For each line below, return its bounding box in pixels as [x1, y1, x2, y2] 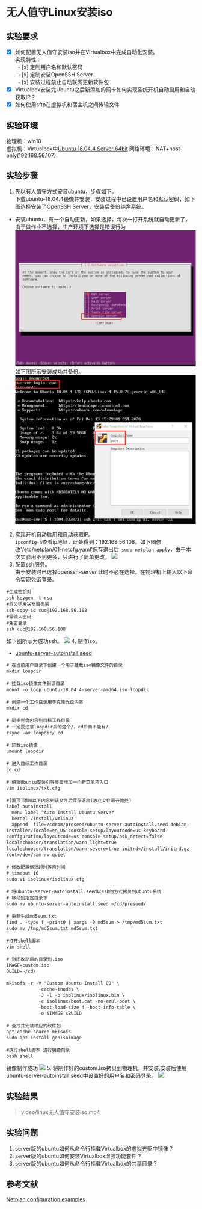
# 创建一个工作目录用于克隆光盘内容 [6, 699, 84, 706]
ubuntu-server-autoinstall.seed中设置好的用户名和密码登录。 [6, 1072, 157, 1080]
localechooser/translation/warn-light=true [6, 840, 117, 846]
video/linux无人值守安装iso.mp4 [20, 1108, 100, 1116]
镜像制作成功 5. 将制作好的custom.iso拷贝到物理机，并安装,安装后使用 [6, 1065, 187, 1072]
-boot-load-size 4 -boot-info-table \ [38, 1004, 136, 1011]
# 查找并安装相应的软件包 [6, 1023, 61, 1029]
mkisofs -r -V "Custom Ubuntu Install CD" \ [6, 980, 120, 986]
